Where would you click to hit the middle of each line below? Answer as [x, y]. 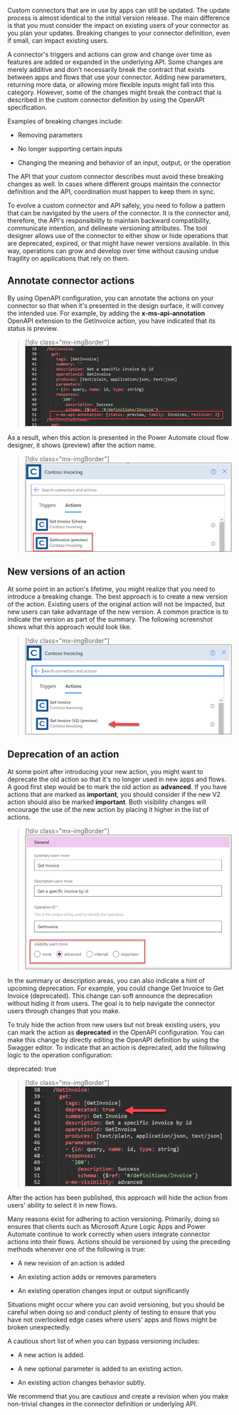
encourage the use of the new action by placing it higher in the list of [108, 809]
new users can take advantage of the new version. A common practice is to [118, 612]
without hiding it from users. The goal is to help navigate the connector [111, 1004]
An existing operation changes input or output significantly [103, 1291]
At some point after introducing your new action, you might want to [105, 771]
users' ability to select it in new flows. [62, 1205]
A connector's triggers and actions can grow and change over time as [110, 54]
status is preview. [33, 328]
